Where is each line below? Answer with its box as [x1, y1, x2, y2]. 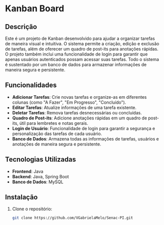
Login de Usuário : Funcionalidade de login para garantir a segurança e [12, 125, 155, 131]
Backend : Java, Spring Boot [12, 173, 70, 179]
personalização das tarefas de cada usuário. [12, 131, 102, 137]
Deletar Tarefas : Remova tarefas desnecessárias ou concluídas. [12, 110, 142, 115]
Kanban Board [5, 3, 65, 14]
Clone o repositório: [12, 206, 52, 212]
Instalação [5, 193, 38, 201]
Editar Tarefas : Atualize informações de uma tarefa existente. [12, 104, 137, 111]
